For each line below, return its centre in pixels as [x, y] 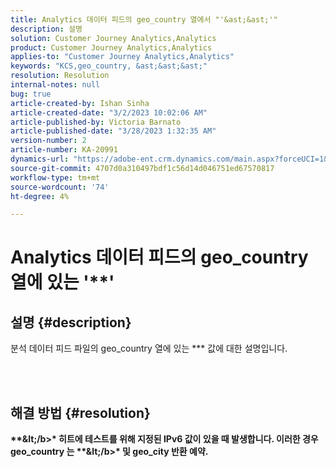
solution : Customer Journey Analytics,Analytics [113, 38]
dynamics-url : [40, 159]
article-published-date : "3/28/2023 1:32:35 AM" [113, 131]
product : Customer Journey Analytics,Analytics [111, 47]
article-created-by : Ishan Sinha [80, 103]
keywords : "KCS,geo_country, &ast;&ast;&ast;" [109, 66]
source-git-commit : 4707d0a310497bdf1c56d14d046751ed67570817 [142, 168]
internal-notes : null [55, 85]
